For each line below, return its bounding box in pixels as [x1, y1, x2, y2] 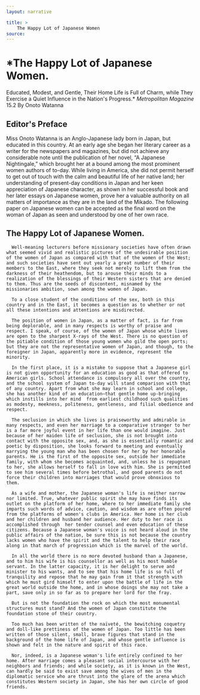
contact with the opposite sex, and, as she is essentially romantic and [6, 438, 194, 444]
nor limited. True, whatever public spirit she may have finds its [6, 495, 178, 501]
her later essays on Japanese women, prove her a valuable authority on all [6, 192, 189, 199]
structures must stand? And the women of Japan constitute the [6, 605, 167, 611]
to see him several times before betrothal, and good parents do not [6, 469, 183, 475]
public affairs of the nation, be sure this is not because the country [6, 532, 191, 538]
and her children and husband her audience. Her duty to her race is [6, 516, 183, 522]
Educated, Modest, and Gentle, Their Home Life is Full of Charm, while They [6, 89, 193, 96]
